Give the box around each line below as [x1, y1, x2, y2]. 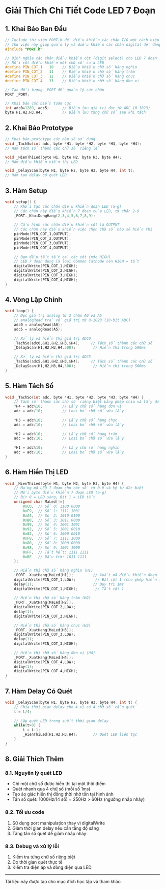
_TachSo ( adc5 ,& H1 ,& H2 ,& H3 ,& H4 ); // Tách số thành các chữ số [14, 359, 155, 364]
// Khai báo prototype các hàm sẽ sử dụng [5, 137, 96, 142]
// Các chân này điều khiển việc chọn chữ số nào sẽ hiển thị [14, 227, 153, 232]
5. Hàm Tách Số [5, 382, 54, 390]
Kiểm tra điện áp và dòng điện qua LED [12, 864, 92, 870]
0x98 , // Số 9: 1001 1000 [23, 545, 80, 550]
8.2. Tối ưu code [5, 809, 45, 816]
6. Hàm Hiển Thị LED [5, 468, 69, 476]
